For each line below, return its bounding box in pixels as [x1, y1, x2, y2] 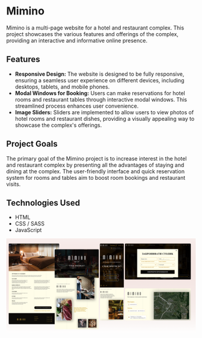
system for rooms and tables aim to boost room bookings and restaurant [6, 174, 185, 181]
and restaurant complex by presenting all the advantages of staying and [6, 161, 185, 168]
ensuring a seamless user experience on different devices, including [14, 76, 185, 84]
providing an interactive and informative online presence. [6, 37, 148, 44]
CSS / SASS [14, 220, 45, 227]
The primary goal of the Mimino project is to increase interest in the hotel [6, 155, 187, 162]
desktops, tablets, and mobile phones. [14, 83, 110, 90]
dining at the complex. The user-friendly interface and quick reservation [6, 167, 185, 175]
